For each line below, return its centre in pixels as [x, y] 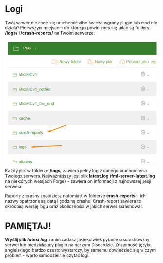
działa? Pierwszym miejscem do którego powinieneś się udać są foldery [77, 27]
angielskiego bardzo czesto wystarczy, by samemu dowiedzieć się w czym [81, 250]
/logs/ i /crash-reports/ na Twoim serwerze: [50, 33]
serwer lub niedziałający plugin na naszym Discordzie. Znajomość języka [79, 245]
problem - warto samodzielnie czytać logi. [48, 255]
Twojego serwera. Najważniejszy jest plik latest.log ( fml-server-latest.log [80, 176]
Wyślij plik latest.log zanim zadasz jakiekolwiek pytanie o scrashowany [77, 240]
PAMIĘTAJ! [28, 226]
